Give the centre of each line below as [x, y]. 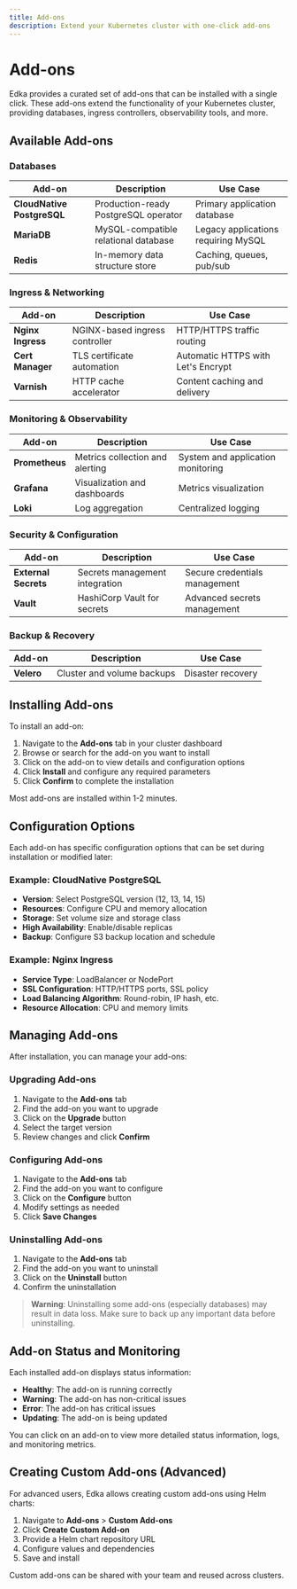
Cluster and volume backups [116, 673]
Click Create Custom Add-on [76, 1530]
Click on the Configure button [76, 1197]
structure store [126, 266]
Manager [33, 367]
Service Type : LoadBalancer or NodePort [98, 979]
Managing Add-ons [64, 1035]
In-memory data [129, 255]
